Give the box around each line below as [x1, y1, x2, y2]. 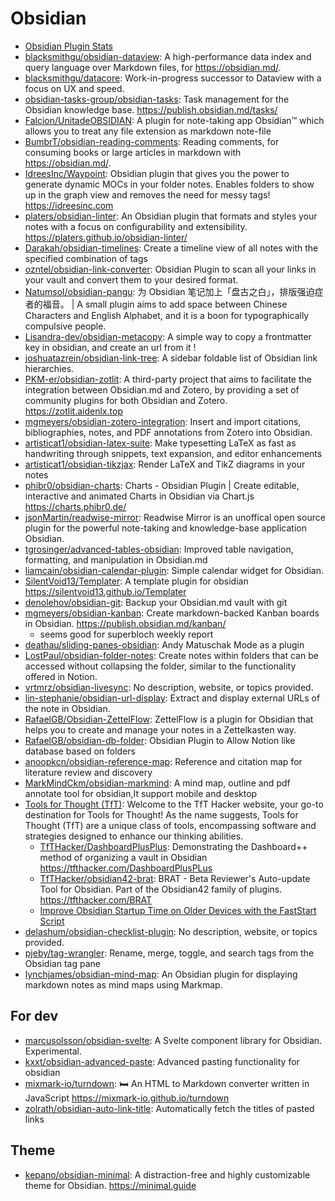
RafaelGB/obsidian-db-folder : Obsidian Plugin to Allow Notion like [24, 734, 296, 746]
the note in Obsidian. [24, 702, 111, 714]
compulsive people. [24, 320, 107, 332]
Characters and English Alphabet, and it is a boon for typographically [24, 309, 310, 321]
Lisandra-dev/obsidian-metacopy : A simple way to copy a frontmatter [24, 330, 312, 342]
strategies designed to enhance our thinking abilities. [24, 830, 244, 842]
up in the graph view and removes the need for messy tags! [24, 188, 271, 201]
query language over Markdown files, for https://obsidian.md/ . [24, 61, 282, 73]
